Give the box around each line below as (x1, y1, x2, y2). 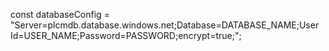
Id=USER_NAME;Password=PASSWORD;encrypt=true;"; (10, 30, 242, 41)
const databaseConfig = (10, 9, 110, 20)
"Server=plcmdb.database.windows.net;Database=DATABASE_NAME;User (10, 19, 320, 31)
